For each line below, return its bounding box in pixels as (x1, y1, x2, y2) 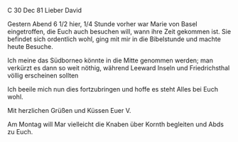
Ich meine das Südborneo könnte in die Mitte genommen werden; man (7, 56, 213, 65)
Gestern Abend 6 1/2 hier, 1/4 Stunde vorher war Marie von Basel (7, 20, 198, 28)
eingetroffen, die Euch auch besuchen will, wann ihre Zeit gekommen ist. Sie (7, 28, 232, 35)
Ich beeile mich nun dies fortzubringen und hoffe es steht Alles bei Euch (7, 85, 219, 93)
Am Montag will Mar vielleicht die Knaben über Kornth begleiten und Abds (7, 120, 224, 129)
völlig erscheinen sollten (7, 71, 79, 80)
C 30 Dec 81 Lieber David (7, 6, 82, 14)
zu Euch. (7, 128, 33, 136)
